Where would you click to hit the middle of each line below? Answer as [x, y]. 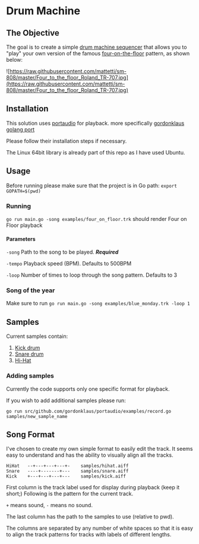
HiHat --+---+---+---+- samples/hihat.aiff [67, 466]
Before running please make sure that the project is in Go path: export [91, 185]
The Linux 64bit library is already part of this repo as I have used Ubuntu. [96, 152]
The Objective [33, 33]
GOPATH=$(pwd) [24, 191]
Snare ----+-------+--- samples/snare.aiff [67, 471]
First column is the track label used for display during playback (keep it [93, 488]
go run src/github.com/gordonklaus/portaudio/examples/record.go [89, 411]
